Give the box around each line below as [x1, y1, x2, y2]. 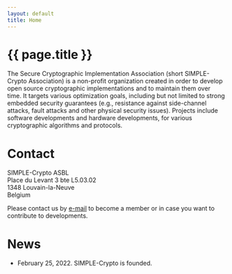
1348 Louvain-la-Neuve [7, 184, 75, 192]
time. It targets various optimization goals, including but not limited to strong [7, 92, 226, 100]
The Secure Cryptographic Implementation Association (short [7, 70, 183, 78]
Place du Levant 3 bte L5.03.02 [7, 176, 97, 184]
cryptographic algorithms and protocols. [7, 121, 123, 129]
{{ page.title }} [7, 47, 93, 63]
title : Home [7, 17, 42, 24]
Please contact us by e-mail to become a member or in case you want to [7, 204, 215, 213]
